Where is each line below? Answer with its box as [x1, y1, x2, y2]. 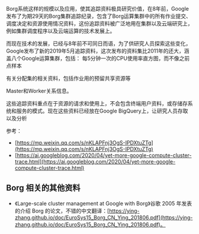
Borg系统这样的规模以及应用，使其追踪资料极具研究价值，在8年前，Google [6, 5, 190, 12]
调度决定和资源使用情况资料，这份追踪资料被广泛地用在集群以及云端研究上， [6, 20, 193, 27]
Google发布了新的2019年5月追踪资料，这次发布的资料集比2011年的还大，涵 [6, 47, 190, 55]
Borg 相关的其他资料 [6, 183, 81, 193]
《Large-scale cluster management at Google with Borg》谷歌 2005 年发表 [14, 200, 192, 207]
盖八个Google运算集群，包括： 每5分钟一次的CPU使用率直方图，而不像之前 [6, 55, 190, 62]
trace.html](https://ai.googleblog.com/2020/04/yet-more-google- [14, 158, 176, 165]
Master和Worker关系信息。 [6, 88, 72, 94]
